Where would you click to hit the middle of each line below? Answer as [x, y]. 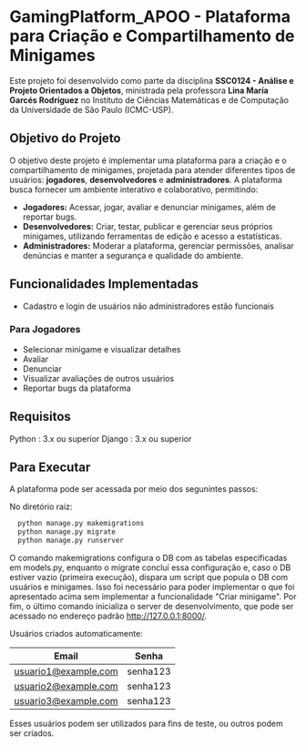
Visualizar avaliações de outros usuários [98, 378]
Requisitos [40, 417]
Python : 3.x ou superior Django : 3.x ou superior [101, 438]
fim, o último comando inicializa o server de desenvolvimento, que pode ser [152, 607]
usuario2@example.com [66, 687]
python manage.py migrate [67, 532]
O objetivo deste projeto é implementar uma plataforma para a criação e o [148, 160]
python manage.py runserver [71, 541]
